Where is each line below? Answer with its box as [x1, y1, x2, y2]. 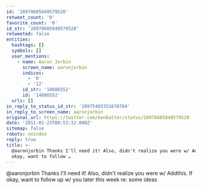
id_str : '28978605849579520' [6, 25, 79, 32]
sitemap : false [6, 126, 44, 132]
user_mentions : [11, 53, 50, 59]
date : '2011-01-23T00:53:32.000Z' [6, 120, 93, 126]
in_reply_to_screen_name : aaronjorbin [6, 109, 103, 115]
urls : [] [11, 97, 34, 103]
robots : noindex [6, 131, 47, 138]
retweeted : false [6, 31, 50, 37]
